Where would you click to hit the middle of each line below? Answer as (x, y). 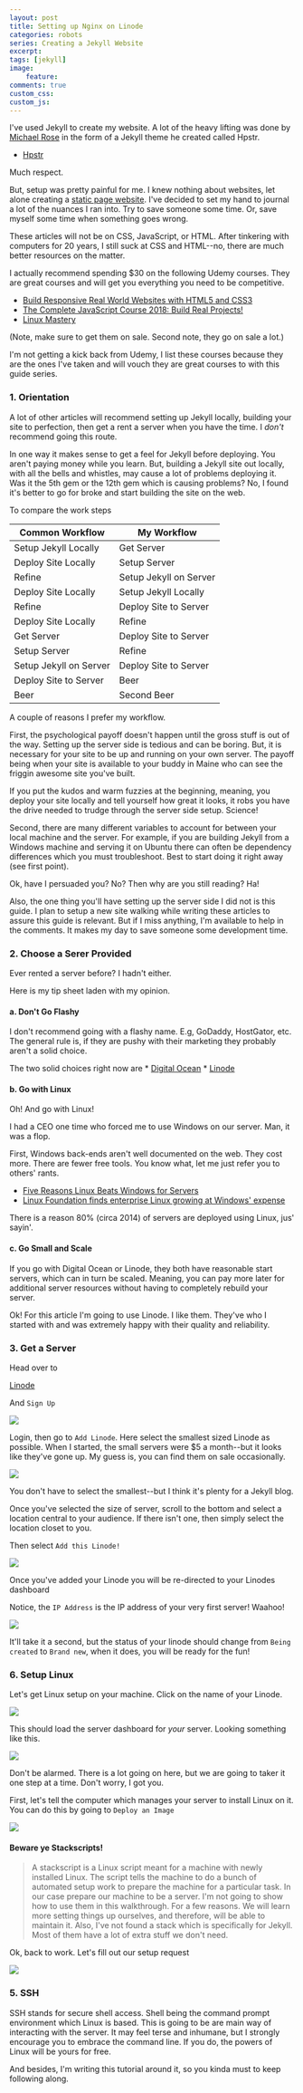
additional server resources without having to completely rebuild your (139, 1288)
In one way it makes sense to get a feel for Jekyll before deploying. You (142, 454)
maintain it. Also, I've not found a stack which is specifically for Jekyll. (162, 1925)
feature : (42, 77)
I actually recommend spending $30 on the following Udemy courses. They (150, 274)
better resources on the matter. (67, 255)
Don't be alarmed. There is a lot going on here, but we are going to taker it (147, 1773)
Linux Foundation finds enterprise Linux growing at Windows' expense (154, 1200)
